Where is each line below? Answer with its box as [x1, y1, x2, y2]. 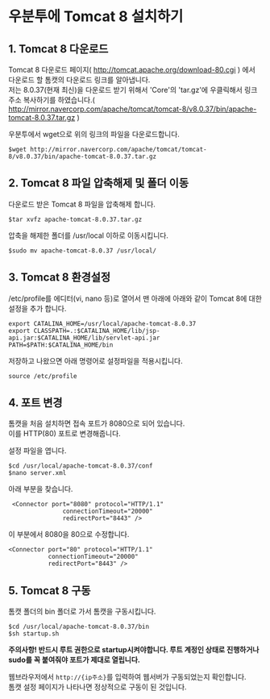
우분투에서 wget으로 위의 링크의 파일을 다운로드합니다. [8, 130, 180, 139]
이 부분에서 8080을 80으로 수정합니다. [8, 530, 130, 539]
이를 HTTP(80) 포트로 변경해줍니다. [8, 429, 121, 439]
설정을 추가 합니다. [8, 303, 67, 313]
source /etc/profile [8, 372, 78, 380]
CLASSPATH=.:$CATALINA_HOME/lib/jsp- [33, 327, 160, 335]
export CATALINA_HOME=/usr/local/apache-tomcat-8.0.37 [8, 319, 197, 327]
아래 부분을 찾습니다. [8, 485, 73, 494]
